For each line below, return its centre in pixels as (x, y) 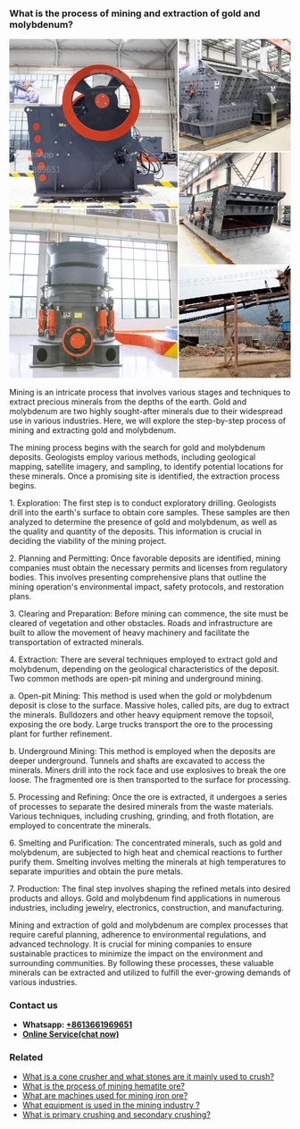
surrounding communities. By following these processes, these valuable (142, 963)
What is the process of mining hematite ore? (104, 1086)
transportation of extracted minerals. (77, 641)
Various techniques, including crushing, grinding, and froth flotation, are (142, 816)
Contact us (33, 1005)
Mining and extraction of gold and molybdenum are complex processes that (149, 925)
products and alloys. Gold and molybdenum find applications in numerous (145, 898)
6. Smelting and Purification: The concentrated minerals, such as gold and (146, 843)
